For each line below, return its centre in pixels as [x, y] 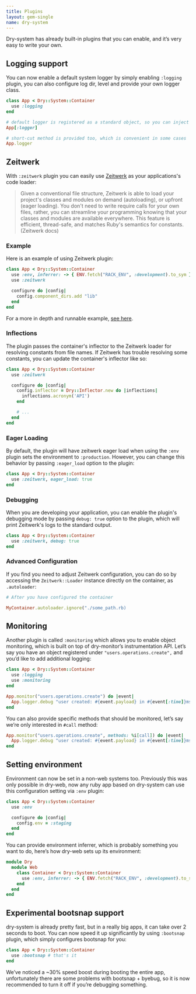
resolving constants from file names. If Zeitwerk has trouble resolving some [97, 352]
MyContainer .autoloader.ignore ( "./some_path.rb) [66, 608]
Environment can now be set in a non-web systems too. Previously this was [97, 778]
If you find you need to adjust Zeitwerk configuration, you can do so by [91, 574]
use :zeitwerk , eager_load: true [52, 479]
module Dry [19, 862]
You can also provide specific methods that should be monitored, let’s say [95, 718]
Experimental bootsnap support [65, 913]
